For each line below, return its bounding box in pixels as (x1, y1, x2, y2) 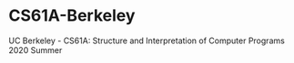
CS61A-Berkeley (8, 5, 136, 26)
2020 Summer (8, 44, 63, 55)
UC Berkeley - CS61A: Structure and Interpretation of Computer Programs (8, 35, 286, 46)
